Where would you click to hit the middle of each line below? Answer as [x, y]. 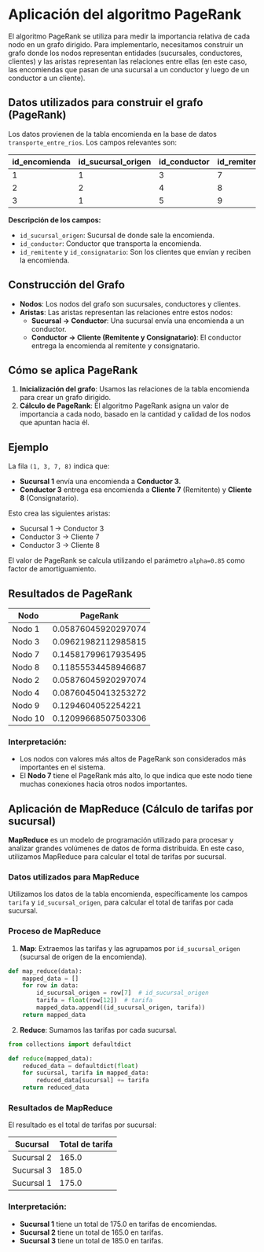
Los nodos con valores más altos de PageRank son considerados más [133, 759]
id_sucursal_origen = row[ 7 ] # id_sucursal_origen [123, 993]
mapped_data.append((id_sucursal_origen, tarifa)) [121, 1008]
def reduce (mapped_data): [50, 1059]
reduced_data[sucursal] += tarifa [93, 1081]
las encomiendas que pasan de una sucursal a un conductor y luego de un [129, 69]
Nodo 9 [26, 705]
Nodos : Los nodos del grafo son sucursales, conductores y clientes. [130, 303]
